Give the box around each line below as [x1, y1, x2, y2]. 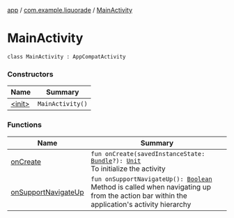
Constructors [7, 69, 54, 79]
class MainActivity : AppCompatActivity [7, 53, 127, 60]
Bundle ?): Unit [91, 157, 141, 164]
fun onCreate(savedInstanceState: [91, 150, 205, 157]
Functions [7, 120, 42, 130]
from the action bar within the [91, 191, 188, 201]
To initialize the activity [91, 164, 166, 173]
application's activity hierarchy [91, 199, 192, 209]
